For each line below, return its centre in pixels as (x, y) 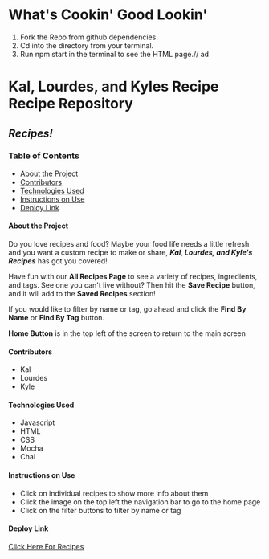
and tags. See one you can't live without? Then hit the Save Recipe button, (132, 285)
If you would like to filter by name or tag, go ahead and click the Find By (127, 309)
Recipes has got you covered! (58, 261)
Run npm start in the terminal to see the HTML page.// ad (114, 54)
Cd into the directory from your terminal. (87, 45)
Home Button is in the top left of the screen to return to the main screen (127, 333)
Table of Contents (44, 156)
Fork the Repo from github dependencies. (89, 37)
